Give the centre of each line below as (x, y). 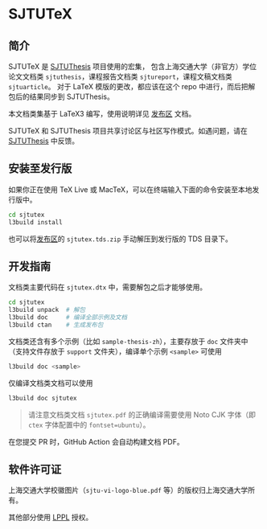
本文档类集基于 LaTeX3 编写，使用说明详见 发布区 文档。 (102, 114)
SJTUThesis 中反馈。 (44, 141)
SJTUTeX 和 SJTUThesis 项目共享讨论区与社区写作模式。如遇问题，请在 (128, 131)
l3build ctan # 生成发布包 (56, 325)
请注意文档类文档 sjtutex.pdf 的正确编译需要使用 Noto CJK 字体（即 (142, 414)
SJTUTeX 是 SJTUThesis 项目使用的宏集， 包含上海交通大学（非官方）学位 (133, 66)
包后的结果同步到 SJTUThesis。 (62, 96)
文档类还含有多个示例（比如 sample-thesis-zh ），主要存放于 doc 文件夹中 (128, 341)
